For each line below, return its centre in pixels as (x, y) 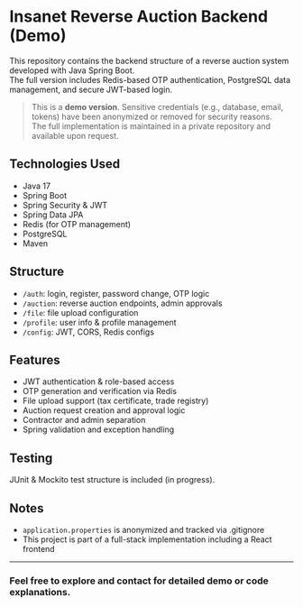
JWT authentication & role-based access (98, 382)
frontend (39, 549)
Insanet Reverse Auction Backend (139, 17)
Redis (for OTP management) (77, 224)
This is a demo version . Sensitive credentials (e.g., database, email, (157, 106)
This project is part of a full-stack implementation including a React (147, 539)
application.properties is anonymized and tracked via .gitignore (143, 530)
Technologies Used (64, 164)
